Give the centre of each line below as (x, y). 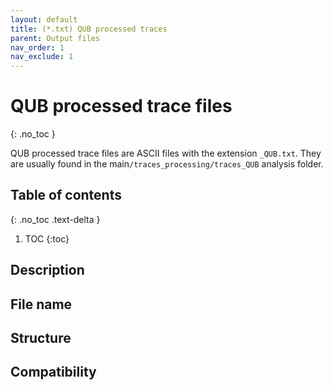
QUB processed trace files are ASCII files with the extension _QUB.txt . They (166, 153)
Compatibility (53, 372)
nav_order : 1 (37, 47)
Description (47, 270)
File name (41, 304)
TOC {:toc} (47, 238)
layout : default (44, 19)
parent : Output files (55, 38)
